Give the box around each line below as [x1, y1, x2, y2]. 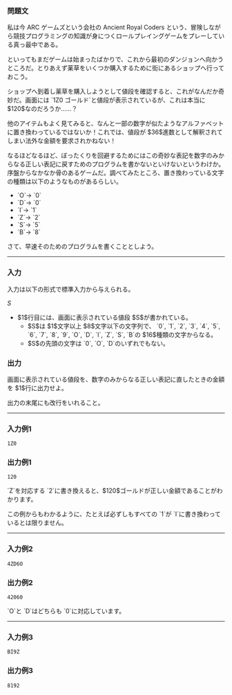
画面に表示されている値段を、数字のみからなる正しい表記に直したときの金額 [7, 375, 225, 383]
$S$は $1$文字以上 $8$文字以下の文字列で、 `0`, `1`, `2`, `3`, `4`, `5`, [27, 322, 221, 330]
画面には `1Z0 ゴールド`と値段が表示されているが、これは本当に [25, 96, 206, 105]
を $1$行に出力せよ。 [7, 383, 68, 392]
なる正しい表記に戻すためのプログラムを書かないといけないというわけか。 [12, 160, 225, 168]
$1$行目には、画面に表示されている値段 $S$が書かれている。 [17, 313, 192, 322]
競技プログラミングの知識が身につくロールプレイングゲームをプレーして [12, 32, 219, 40]
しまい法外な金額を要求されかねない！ [7, 137, 116, 145]
